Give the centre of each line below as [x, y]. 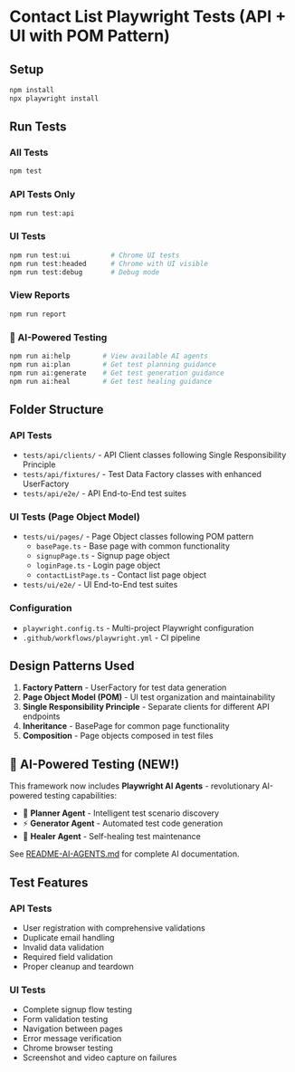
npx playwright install [54, 98]
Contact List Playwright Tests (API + [148, 17]
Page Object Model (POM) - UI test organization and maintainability [149, 697]
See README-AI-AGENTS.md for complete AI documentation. [124, 854]
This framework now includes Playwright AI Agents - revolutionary [135, 786]
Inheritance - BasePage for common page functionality [126, 726]
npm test [26, 171]
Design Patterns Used [72, 666]
